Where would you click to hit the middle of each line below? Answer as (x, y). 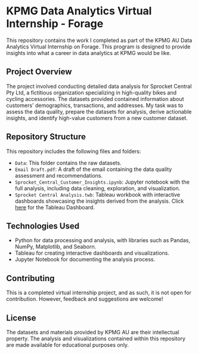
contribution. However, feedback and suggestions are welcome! (85, 299)
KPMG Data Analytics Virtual (79, 11)
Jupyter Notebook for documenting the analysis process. (85, 260)
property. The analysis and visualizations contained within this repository (96, 338)
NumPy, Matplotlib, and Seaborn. (55, 247)
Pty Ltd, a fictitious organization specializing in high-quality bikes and (92, 92)
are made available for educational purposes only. (68, 345)
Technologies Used (43, 226)
